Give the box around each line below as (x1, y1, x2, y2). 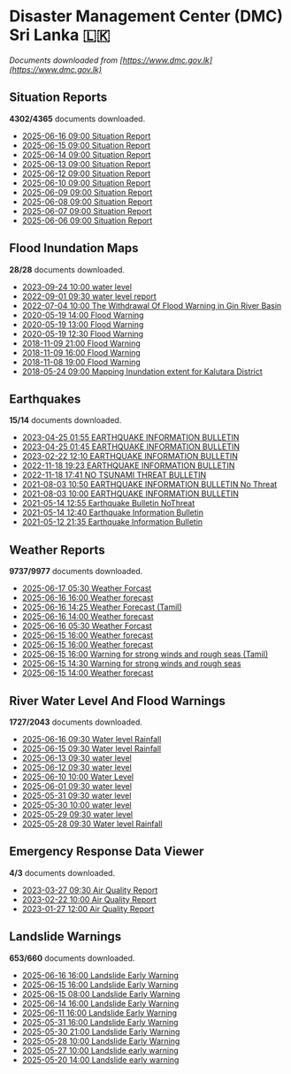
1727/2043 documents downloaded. (9, 717, 143, 727)
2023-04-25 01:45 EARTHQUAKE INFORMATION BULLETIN (21, 441, 241, 452)
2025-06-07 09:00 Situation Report (21, 205, 152, 216)
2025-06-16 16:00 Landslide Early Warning (21, 970, 180, 980)
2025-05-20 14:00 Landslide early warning (21, 1055, 180, 1065)
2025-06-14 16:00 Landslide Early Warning (21, 998, 180, 1009)
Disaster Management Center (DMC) (9, 6, 283, 27)
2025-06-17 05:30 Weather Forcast (21, 583, 152, 594)
